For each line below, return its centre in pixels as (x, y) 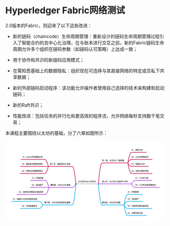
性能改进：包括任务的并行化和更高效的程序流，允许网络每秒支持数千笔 (86, 116)
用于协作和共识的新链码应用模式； (48, 60)
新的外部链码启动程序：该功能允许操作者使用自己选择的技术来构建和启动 (88, 88)
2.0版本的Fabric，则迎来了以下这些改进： (49, 25)
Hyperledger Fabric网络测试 (65, 10)
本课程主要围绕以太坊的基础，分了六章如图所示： (56, 133)
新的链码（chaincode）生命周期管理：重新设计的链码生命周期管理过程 (86, 36)
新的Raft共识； (28, 105)
